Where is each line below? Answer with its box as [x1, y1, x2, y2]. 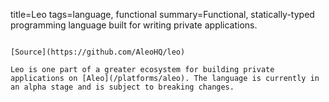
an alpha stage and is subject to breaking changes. [10, 82, 235, 92]
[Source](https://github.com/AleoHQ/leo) [10, 47, 186, 57]
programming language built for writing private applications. [10, 19, 258, 31]
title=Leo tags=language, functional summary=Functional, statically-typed [10, 9, 315, 20]
